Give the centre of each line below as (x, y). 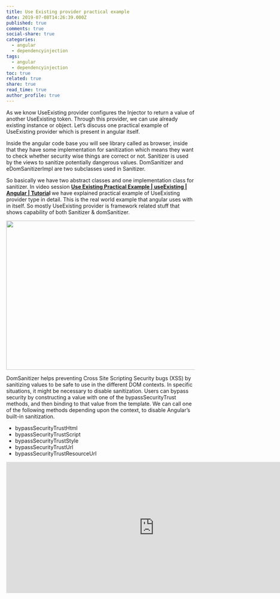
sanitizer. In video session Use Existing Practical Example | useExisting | (97, 186)
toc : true (19, 73)
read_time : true (26, 90)
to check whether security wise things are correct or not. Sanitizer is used (97, 156)
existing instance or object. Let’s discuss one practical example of (87, 125)
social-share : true (31, 34)
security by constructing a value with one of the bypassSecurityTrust (91, 397)
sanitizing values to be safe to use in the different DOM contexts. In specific (99, 384)
